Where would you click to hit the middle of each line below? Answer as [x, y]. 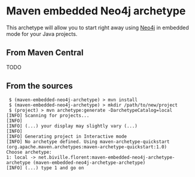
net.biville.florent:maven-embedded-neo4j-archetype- [106, 157]
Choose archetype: [29, 152]
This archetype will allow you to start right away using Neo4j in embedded [98, 28]
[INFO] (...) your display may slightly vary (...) [72, 126]
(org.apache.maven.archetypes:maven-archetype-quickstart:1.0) [87, 147]
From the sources [39, 86]
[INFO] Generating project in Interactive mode [67, 136]
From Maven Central [45, 53]
